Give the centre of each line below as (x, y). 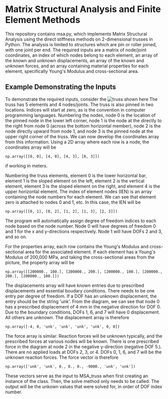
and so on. (16, 237)
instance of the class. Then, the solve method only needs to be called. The (82, 381)
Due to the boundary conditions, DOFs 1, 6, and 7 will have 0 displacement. (83, 312)
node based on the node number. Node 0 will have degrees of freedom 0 (81, 226)
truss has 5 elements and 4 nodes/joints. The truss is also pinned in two (79, 105)
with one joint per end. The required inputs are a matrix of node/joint (76, 50)
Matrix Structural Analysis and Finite (83, 9)
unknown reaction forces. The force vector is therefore (62, 357)
